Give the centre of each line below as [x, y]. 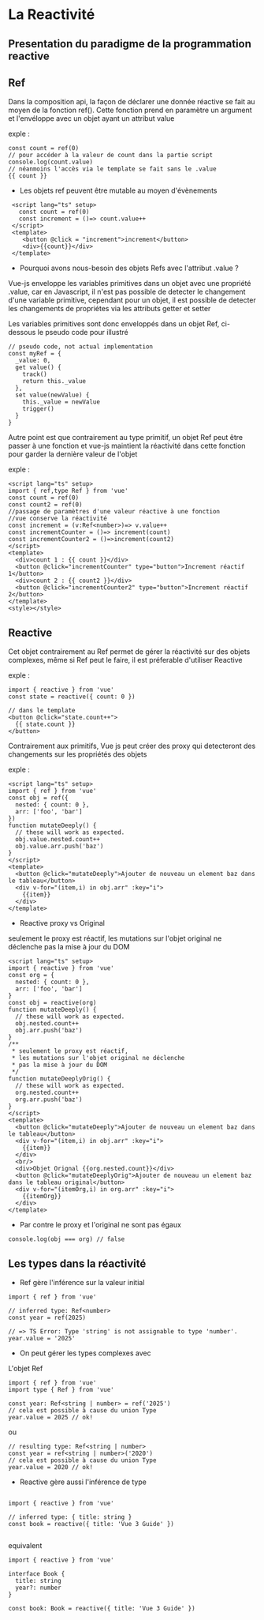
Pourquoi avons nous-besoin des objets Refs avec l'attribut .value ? [129, 268]
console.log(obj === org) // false [67, 1239]
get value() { [38, 368]
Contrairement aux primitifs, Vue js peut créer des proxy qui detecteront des [132, 746]
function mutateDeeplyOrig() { [59, 1079]
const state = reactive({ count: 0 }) [72, 697]
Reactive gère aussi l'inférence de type [83, 1482]
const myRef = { [35, 354]
